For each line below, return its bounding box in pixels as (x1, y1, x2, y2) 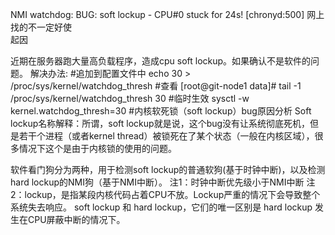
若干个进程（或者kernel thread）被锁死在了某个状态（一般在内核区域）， (18, 130, 315, 142)
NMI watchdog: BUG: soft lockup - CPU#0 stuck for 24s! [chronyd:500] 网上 (10, 9, 325, 20)
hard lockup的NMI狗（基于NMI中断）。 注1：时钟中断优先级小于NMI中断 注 (10, 176, 316, 188)
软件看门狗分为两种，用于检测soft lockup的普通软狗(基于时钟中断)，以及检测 (10, 164, 326, 175)
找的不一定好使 (10, 21, 72, 33)
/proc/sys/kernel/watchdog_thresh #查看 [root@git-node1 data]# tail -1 (10, 80, 302, 92)
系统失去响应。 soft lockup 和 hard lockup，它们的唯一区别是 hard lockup (10, 201, 313, 213)
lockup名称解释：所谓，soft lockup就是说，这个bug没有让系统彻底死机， (10, 118, 311, 129)
